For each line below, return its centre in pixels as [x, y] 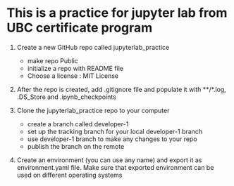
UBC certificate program [80, 28]
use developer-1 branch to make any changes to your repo [112, 139]
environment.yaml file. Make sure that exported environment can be [115, 167]
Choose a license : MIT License [73, 76]
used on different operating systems [69, 175]
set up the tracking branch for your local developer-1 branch [115, 131]
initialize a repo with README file [75, 68]
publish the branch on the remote [76, 146]
